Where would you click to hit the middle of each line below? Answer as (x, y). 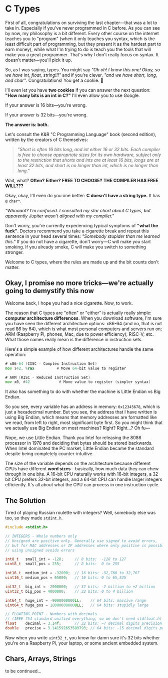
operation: (16, 354)
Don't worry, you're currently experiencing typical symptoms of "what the (82, 225)
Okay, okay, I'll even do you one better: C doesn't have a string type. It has (83, 195)
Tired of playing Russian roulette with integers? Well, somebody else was (80, 513)
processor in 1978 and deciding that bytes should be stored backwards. (79, 443)
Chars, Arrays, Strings (41, 659)
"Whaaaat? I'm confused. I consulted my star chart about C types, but (78, 210)
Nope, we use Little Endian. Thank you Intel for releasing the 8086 (73, 438)
